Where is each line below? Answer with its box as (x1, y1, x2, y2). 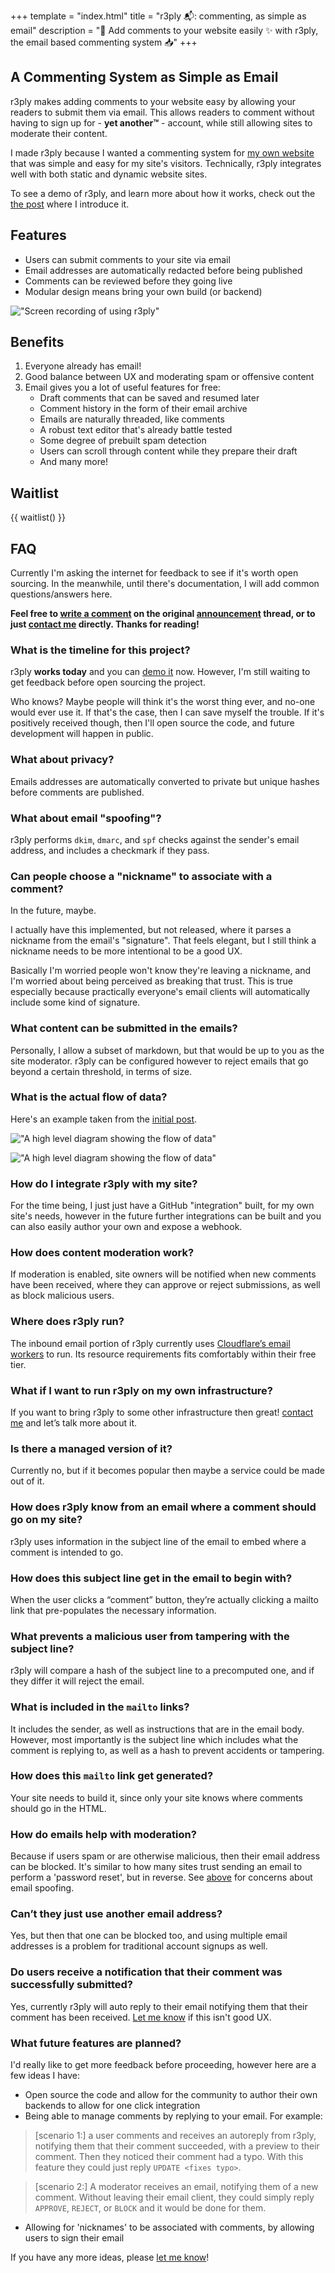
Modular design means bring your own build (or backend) (24, 285, 263, 297)
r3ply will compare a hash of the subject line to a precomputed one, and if (10, 1665, 315, 1677)
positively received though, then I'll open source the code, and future (10, 717, 295, 729)
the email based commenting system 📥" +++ (10, 36, 198, 48)
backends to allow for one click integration (24, 2100, 201, 2111)
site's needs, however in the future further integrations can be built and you (10, 1210, 322, 1222)
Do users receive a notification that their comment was (10, 1965, 283, 1979)
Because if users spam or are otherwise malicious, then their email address (10, 1850, 321, 1862)
